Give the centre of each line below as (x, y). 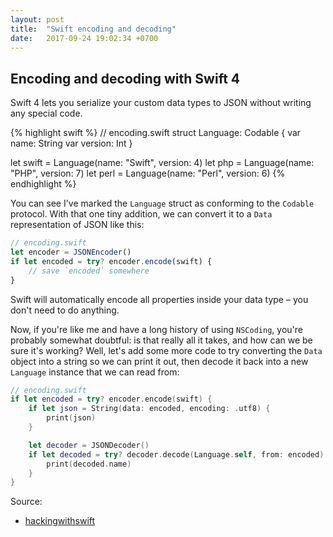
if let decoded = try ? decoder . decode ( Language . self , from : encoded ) (176, 454)
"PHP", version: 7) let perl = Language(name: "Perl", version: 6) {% (148, 173)
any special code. (46, 113)
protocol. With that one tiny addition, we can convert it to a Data (141, 214)
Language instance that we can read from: (95, 372)
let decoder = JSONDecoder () (89, 445)
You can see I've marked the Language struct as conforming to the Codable (162, 203)
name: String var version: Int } (71, 143)
